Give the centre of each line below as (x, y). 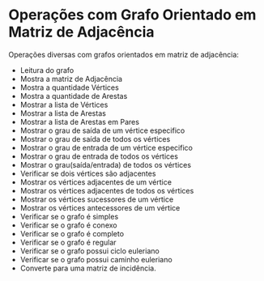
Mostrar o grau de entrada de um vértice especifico (106, 147)
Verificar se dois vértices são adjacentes (88, 173)
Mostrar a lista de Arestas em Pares (80, 121)
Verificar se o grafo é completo (72, 233)
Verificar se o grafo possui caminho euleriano (96, 259)
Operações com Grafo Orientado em (132, 15)
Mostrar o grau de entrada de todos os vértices (99, 156)
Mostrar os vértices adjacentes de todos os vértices (107, 190)
